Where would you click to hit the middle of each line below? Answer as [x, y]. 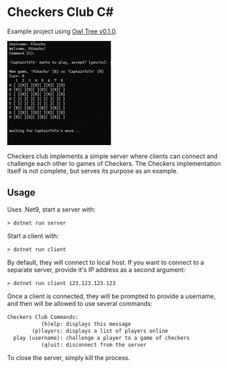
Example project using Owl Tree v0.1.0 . [62, 31]
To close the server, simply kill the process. [69, 357]
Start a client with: [33, 236]
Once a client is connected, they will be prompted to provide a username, [112, 296]
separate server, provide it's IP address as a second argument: [96, 269]
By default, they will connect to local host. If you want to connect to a [106, 262]
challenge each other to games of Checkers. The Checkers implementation [114, 163]
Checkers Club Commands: [43, 317]
